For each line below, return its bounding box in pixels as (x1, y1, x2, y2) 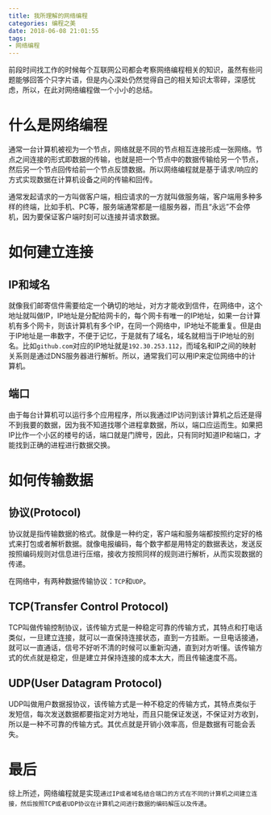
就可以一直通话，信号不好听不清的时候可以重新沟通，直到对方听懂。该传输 (8, 642, 256, 652)
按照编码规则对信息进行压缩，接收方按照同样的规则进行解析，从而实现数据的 (8, 549, 263, 559)
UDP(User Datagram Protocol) (8, 676, 163, 690)
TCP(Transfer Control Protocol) (8, 600, 169, 613)
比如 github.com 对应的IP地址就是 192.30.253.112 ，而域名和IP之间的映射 (22, 341, 256, 351)
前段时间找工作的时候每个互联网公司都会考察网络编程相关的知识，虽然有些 (8, 65, 256, 75)
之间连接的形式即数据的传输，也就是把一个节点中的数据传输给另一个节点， (15, 155, 263, 164)
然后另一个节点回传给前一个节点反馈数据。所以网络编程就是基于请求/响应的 (8, 164, 259, 174)
